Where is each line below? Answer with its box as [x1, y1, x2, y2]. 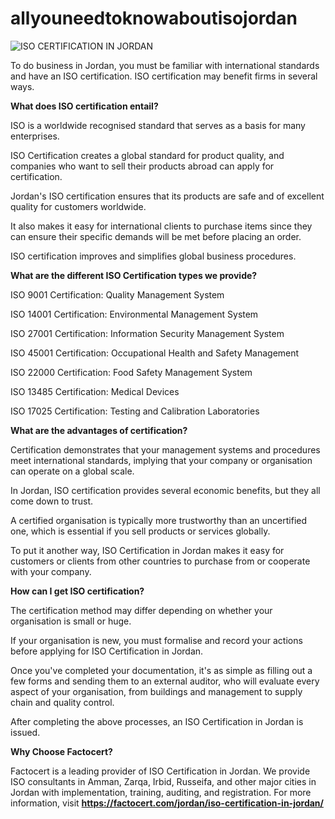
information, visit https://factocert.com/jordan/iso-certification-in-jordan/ [10, 797, 325, 809]
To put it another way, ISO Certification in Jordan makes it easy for [10, 544, 285, 556]
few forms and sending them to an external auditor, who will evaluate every [10, 675, 320, 687]
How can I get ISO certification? [10, 585, 145, 597]
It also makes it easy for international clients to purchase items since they [10, 220, 313, 232]
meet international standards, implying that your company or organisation [10, 454, 313, 466]
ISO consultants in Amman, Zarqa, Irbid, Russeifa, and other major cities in [10, 775, 317, 787]
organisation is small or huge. [10, 615, 132, 627]
